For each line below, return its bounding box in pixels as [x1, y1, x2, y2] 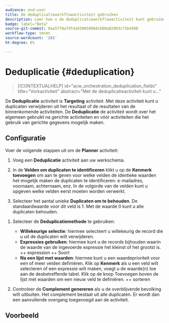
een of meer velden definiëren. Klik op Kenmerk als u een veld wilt [20, 260, 158, 266]
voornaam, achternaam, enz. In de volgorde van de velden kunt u [12, 183, 148, 189]
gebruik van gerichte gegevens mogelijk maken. [5, 119, 105, 125]
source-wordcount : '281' [5, 36, 57, 41]
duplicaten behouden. [12, 208, 58, 214]
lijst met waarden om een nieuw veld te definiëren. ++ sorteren [20, 276, 150, 282]
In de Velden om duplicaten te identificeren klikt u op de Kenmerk [12, 167, 152, 173]
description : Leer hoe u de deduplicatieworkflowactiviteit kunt [5, 17, 145, 22]
